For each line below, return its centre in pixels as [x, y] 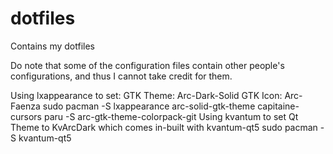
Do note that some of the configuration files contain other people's [147, 65]
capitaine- [278, 106]
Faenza [25, 106]
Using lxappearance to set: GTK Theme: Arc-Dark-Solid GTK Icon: [146, 95]
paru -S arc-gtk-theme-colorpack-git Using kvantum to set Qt [171, 116]
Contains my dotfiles [52, 46]
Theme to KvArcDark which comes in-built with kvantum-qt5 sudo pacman [164, 127]
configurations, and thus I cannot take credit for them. [121, 76]
